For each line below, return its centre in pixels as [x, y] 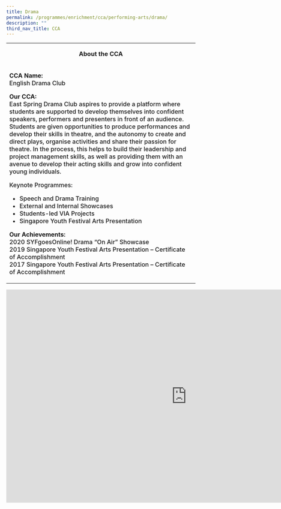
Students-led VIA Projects [57, 213]
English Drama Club [38, 83]
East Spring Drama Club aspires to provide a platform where [95, 104]
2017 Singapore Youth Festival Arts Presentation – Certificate [97, 264]
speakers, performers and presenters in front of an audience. [97, 119]
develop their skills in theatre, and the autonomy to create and [98, 134]
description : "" [26, 23]
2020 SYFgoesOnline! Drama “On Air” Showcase [79, 242]
